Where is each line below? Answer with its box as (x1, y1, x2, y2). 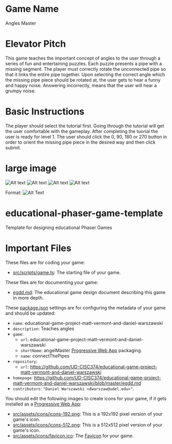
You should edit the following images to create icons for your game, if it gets (5, 395, 167, 401)
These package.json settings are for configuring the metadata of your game (5, 304, 166, 311)
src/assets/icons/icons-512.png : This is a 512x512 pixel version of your (12, 421, 163, 428)
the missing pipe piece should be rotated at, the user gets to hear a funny (5, 76, 161, 83)
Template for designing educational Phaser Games (5, 224, 112, 230)
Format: (5, 189, 22, 196)
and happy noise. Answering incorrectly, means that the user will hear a (5, 82, 157, 88)
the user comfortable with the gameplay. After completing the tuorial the (5, 128, 158, 134)
